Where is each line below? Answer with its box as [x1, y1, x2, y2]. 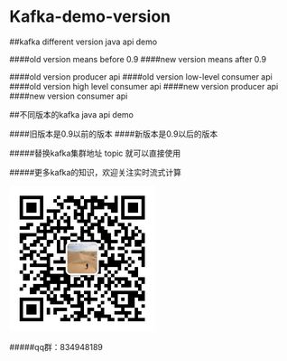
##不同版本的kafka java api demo [9, 109, 134, 119]
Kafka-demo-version [9, 6, 171, 27]
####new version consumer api [9, 90, 128, 101]
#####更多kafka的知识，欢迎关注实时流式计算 [9, 166, 182, 177]
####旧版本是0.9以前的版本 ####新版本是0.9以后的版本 [9, 128, 218, 139]
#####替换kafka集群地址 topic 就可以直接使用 [9, 147, 181, 158]
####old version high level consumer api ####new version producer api [9, 81, 279, 91]
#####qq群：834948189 [9, 341, 104, 352]
